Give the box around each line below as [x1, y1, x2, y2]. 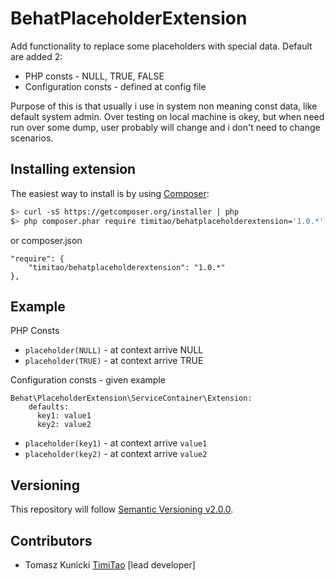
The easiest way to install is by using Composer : [10, 187, 210, 199]
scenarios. [10, 132, 54, 144]
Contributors [10, 532, 93, 549]
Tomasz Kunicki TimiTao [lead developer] [24, 558, 196, 571]
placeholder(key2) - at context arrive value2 [24, 448, 208, 460]
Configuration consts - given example [10, 374, 166, 386]
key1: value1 [36, 411, 92, 421]
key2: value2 [36, 420, 92, 430]
